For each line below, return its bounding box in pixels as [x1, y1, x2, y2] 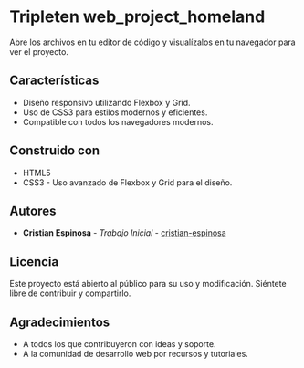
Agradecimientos [9, 314, 110, 330]
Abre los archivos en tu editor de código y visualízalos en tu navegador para [9, 37, 296, 47]
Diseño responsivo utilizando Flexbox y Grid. [22, 97, 191, 108]
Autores [9, 203, 57, 218]
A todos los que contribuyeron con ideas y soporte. [22, 339, 216, 349]
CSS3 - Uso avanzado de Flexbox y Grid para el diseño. [22, 176, 233, 188]
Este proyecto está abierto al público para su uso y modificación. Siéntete [9, 279, 287, 289]
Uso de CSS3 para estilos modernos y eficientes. [22, 107, 208, 118]
